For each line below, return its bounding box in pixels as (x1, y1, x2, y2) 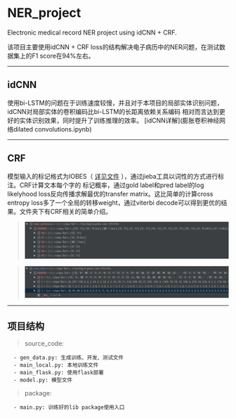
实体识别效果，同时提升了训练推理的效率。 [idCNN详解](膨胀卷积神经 (19, 116, 220, 125)
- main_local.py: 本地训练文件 (13, 362, 99, 369)
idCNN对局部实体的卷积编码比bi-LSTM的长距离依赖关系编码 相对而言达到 (7, 107, 220, 115)
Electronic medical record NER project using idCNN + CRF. (7, 28, 177, 37)
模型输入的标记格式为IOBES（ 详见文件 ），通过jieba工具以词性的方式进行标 (7, 172, 225, 180)
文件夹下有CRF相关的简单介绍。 (19, 207, 112, 215)
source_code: (24, 339, 65, 348)
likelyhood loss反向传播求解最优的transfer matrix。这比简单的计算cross (7, 189, 214, 198)
